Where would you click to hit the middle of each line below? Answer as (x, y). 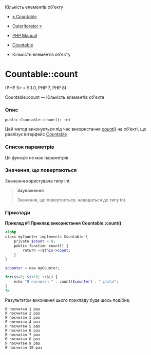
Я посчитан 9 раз (23, 343)
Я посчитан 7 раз (23, 334)
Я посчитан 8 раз (23, 339)
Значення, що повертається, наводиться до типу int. (72, 200)
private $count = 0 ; (35, 241)
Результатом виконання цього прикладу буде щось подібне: (68, 300)
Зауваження (30, 190)
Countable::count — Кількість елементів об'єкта (55, 97)
